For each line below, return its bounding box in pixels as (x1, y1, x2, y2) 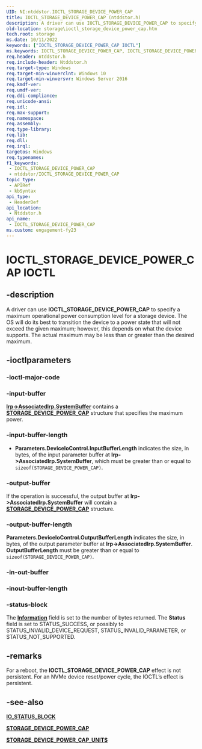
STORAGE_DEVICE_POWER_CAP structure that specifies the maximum (6, 409, 183, 417)
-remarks (6, 651, 42, 661)
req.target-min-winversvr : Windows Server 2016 (6, 76, 128, 82)
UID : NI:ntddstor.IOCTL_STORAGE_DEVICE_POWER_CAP (6, 8, 133, 15)
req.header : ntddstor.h (6, 54, 66, 60)
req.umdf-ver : (6, 87, 42, 93)
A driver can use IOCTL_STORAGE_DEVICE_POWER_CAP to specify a (6, 305, 180, 313)
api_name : (6, 216, 31, 222)
